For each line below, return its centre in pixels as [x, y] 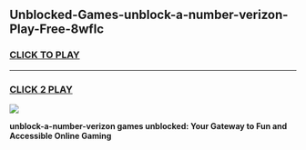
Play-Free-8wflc [57, 30]
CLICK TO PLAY [45, 55]
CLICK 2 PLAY [41, 89]
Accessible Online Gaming [61, 135]
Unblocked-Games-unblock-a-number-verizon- [149, 15]
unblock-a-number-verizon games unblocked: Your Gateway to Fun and [148, 125]
